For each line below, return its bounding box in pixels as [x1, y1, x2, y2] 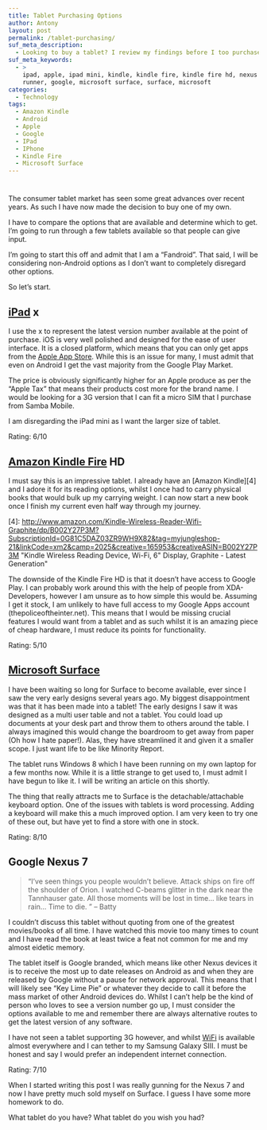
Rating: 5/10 [8, 640, 48, 650]
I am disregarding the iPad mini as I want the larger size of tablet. [8, 417, 221, 426]
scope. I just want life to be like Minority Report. [8, 744, 164, 753]
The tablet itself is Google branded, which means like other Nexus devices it [8, 957, 257, 967]
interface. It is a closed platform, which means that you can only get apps [8, 344, 249, 353]
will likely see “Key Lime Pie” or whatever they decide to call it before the [8, 983, 246, 992]
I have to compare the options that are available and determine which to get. [8, 218, 258, 227]
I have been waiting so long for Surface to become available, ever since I [8, 685, 246, 694]
